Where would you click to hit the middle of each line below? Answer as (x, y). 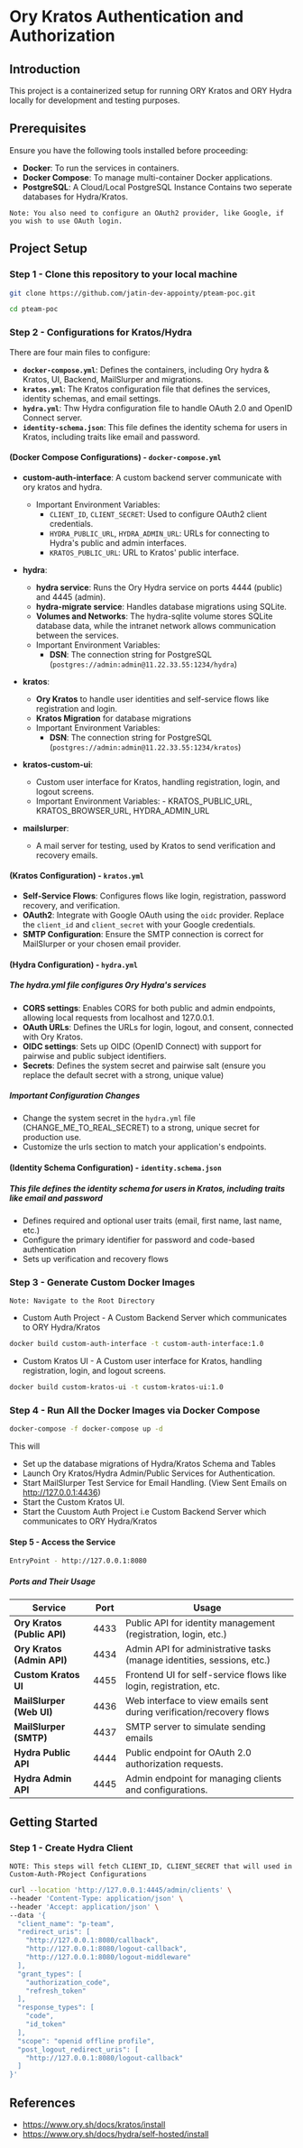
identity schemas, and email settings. (92, 398)
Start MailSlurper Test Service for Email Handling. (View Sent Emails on (154, 1483)
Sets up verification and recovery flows (95, 1259)
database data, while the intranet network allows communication (156, 625)
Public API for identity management (200, 1623)
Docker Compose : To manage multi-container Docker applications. (147, 177)
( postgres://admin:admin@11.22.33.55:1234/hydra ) (143, 664)
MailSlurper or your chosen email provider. (101, 944)
